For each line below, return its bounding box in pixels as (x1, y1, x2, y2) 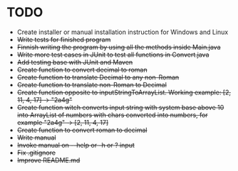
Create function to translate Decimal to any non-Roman (16, 72, 180, 82)
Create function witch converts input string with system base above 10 (16, 103, 224, 111)
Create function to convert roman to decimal (16, 126, 148, 134)
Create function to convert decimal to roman (16, 65, 148, 74)
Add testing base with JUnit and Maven (16, 57, 133, 66)
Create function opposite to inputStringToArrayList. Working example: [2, (16, 88, 232, 96)
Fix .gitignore (16, 148, 56, 157)
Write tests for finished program (16, 35, 111, 43)
